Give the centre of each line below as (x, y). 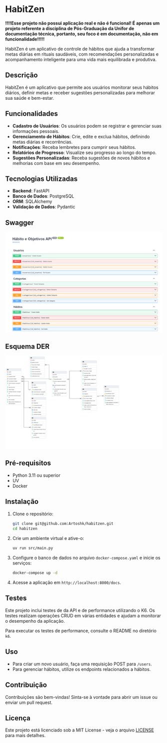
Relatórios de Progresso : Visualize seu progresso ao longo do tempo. (84, 152)
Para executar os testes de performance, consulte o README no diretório (81, 631)
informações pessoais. (36, 131)
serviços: (22, 563)
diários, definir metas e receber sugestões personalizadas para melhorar (80, 92)
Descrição (21, 75)
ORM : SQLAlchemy (32, 202)
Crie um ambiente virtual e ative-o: (48, 538)
